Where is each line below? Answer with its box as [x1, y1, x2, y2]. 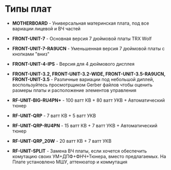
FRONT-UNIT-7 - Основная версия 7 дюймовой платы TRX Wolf [12, 35, 152, 42]
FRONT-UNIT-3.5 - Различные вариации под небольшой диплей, [12, 76, 155, 82]
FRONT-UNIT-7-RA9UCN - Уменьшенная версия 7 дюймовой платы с [12, 45, 165, 51]
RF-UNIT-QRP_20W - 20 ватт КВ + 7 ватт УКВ [12, 138, 112, 144]
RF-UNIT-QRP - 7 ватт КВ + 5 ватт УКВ [12, 112, 96, 119]
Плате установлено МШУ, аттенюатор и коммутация [12, 159, 127, 165]
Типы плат [5, 3, 52, 15]
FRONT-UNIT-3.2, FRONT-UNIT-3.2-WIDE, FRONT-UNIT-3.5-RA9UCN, [12, 70, 166, 77]
